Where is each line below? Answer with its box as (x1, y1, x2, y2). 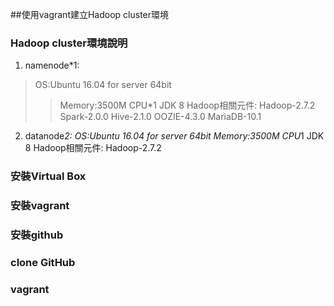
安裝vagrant (10, 199, 70, 213)
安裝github (10, 228, 64, 242)
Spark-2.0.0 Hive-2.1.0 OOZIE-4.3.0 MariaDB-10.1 (59, 111, 262, 123)
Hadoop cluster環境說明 (10, 36, 128, 50)
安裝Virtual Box (10, 169, 87, 183)
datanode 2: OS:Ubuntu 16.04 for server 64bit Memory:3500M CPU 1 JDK (24, 130, 325, 142)
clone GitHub (10, 255, 76, 269)
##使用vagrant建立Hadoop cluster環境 (10, 9, 170, 20)
